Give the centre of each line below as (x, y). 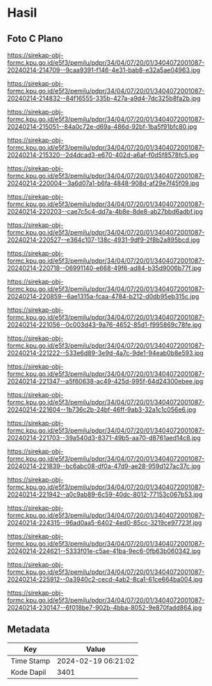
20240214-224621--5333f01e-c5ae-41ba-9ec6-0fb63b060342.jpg (104, 551)
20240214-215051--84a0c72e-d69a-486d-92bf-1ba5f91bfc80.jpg (102, 126)
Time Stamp (31, 661)
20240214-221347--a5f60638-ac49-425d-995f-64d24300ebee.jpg (105, 381)
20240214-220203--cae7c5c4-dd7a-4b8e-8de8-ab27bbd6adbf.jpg (105, 211)
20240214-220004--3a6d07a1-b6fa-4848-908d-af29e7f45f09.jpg (103, 183)
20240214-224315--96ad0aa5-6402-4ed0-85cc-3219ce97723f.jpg (105, 523)
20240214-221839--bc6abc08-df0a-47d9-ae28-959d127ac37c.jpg (104, 466)
